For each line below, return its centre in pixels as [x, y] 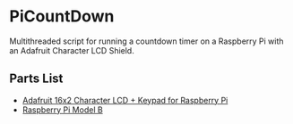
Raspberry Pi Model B [62, 110]
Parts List [36, 79]
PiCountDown [62, 17]
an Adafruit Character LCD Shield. [72, 50]
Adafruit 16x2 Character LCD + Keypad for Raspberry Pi [125, 100]
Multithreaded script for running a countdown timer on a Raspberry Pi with [146, 41]
